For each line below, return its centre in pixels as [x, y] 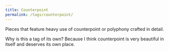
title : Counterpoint [27, 10]
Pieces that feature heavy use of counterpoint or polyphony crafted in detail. [85, 29]
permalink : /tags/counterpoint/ [39, 15]
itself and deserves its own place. [40, 44]
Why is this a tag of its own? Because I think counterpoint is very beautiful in [84, 39]
